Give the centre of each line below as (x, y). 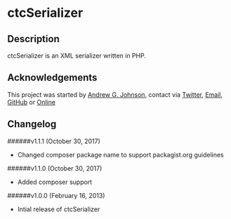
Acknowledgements (52, 78)
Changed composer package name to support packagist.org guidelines (121, 154)
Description (33, 39)
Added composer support (55, 182)
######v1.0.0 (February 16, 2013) (56, 195)
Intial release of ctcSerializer (59, 209)
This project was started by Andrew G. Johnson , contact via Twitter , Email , (115, 94)
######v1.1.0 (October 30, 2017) (55, 168)
